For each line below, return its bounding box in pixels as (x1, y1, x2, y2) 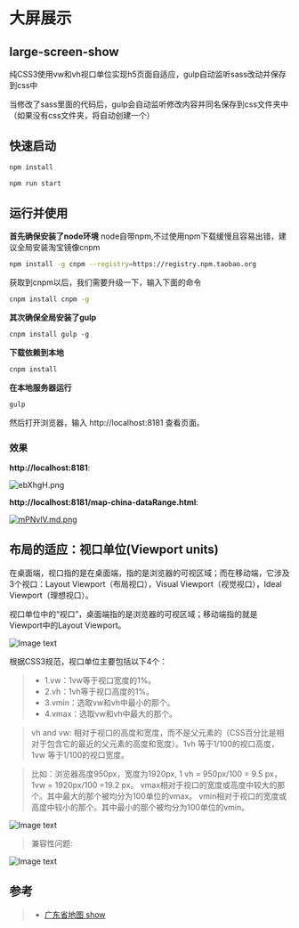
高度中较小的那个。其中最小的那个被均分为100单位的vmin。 (30, 802, 249, 812)
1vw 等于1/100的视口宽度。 (30, 749, 129, 760)
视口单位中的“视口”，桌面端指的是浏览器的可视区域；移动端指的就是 (9, 608, 258, 619)
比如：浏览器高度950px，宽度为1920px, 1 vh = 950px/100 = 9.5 (30, 768, 263, 779)
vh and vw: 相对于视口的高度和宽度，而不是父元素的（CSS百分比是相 (30, 727, 285, 737)
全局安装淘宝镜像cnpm (16, 242, 101, 253)
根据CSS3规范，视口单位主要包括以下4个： (9, 655, 167, 666)
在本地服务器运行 (9, 382, 72, 393)
